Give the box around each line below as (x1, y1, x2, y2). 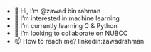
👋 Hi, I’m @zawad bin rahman (14, 7, 101, 15)
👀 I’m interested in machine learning (14, 14, 120, 22)
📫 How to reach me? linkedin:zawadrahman (14, 37, 145, 45)
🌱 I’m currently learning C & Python (14, 22, 118, 30)
